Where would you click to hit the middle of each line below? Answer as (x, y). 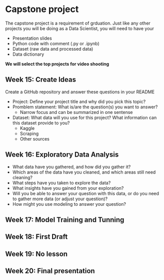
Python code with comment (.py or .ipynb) (56, 43)
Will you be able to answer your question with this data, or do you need (85, 193)
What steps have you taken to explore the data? (61, 183)
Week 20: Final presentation (50, 271)
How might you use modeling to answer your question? (69, 204)
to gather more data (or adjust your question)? (60, 199)
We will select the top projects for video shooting (57, 64)
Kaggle (27, 128)
